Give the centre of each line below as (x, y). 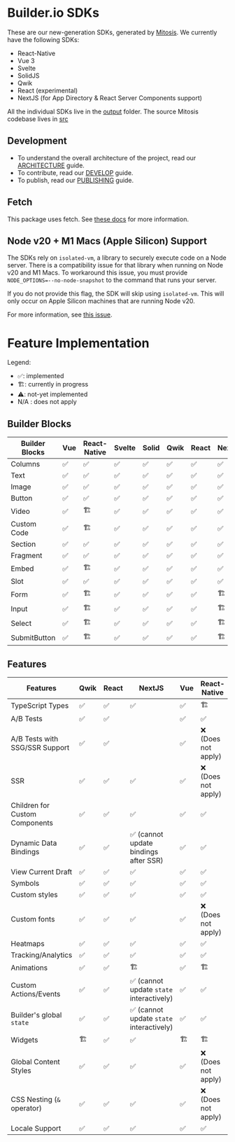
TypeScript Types (40, 706)
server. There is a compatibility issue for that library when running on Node (115, 265)
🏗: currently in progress (53, 384)
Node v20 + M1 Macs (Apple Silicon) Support (107, 241)
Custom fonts (33, 919)
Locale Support (36, 1128)
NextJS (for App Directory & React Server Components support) (110, 98)
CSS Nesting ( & (36, 1099)
